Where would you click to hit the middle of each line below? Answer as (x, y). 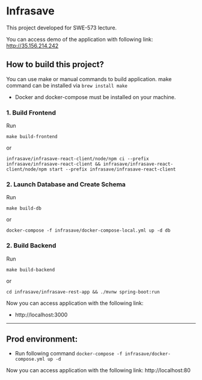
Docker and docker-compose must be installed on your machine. (95, 97)
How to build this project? (55, 65)
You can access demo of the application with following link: (80, 39)
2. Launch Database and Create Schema (66, 184)
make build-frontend (32, 137)
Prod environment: (42, 339)
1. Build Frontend (31, 112)
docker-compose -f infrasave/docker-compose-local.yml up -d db (88, 231)
